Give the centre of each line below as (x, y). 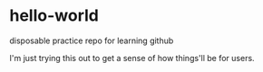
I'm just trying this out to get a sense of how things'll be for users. (132, 58)
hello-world (54, 16)
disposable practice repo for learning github (92, 40)
